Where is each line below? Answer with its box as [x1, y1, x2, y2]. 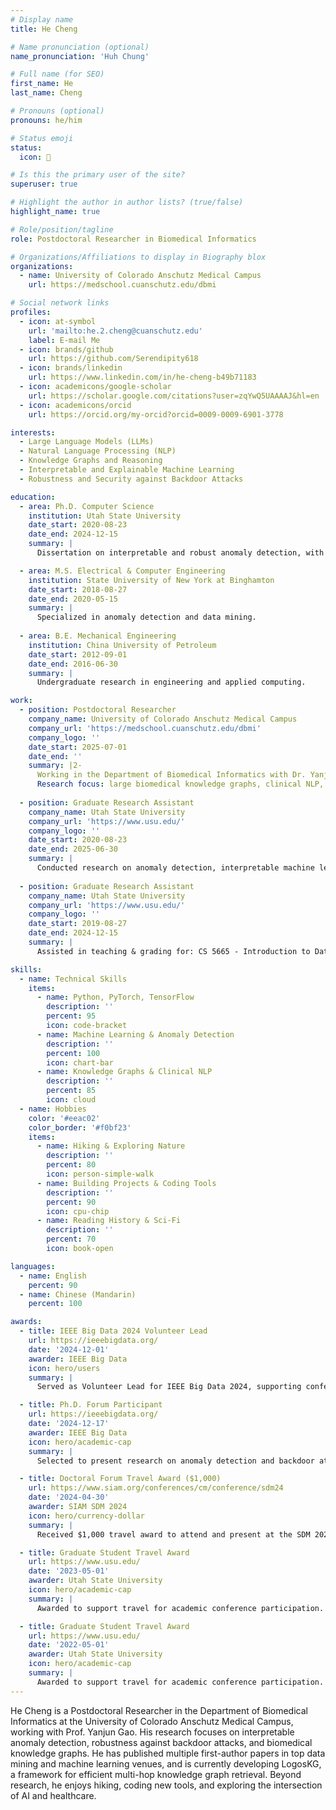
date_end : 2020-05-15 [28, 594, 118, 604]
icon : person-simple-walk [46, 1169, 155, 1179]
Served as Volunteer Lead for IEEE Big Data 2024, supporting [36, 1382, 302, 1392]
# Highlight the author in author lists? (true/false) [10, 197, 244, 208]
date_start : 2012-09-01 [28, 649, 128, 660]
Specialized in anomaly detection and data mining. [36, 612, 257, 623]
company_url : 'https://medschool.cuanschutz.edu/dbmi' [28, 723, 262, 733]
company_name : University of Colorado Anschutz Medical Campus [28, 714, 298, 724]
